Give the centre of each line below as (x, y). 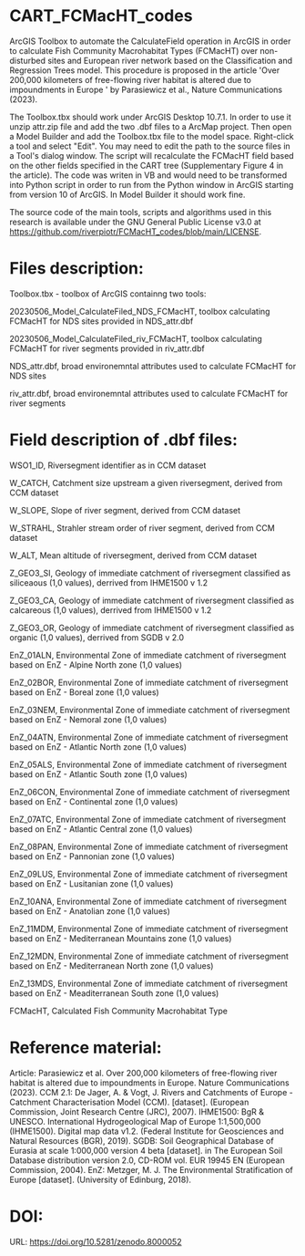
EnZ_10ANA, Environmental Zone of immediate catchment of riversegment (148, 901)
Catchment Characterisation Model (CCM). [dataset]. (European (129, 1102)
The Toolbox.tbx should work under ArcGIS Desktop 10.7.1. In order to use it (150, 117)
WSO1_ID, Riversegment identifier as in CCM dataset (108, 465)
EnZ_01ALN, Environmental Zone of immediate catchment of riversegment (148, 655)
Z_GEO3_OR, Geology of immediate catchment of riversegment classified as (152, 628)
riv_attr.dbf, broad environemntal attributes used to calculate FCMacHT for (149, 393)
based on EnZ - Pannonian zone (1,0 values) (92, 856)
